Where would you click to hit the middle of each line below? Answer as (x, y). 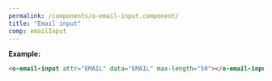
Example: (25, 54)
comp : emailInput (38, 31)
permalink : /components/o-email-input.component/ (94, 16)
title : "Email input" (45, 23)
